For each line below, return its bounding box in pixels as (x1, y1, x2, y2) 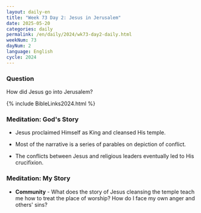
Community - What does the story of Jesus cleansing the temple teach (15, 188, 195, 195)
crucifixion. (15, 159, 44, 166)
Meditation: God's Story (6, 115, 79, 124)
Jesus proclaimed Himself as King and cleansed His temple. (15, 129, 166, 136)
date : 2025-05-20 (6, 20, 51, 26)
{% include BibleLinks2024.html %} (6, 100, 96, 107)
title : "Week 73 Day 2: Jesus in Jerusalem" (6, 15, 121, 21)
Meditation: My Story (6, 174, 71, 183)
